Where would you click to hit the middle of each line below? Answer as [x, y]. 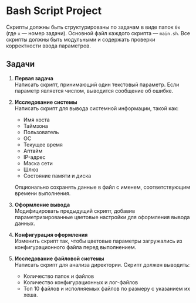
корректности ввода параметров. [48, 46]
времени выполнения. [43, 193]
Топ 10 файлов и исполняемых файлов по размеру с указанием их [107, 288]
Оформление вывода [42, 205]
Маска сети [38, 163]
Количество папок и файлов [59, 276]
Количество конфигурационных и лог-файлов [81, 282]
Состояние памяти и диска [57, 176]
